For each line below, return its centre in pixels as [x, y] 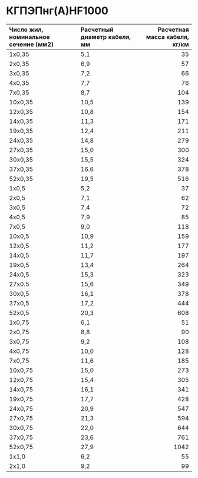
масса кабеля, [168, 37]
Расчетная [173, 29]
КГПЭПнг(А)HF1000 [57, 11]
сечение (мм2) [32, 44]
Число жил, [26, 29]
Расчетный [97, 29]
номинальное [29, 37]
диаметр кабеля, [106, 37]
